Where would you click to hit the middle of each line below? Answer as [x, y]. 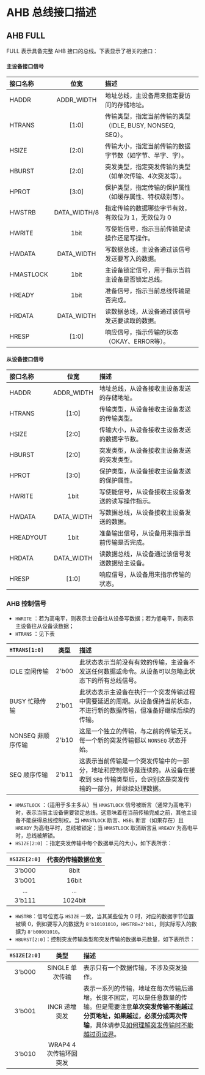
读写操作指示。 [133, 501]
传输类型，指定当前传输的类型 [148, 116]
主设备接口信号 [25, 66]
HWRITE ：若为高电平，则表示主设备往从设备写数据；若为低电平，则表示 [104, 618]
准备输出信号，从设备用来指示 [142, 534]
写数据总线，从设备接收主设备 [142, 513]
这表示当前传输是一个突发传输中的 [128, 761]
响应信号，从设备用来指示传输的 [145, 575]
